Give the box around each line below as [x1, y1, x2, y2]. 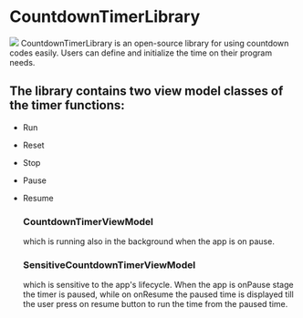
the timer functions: [9, 97, 125, 113]
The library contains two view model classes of [9, 84, 284, 99]
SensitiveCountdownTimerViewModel [22, 258, 196, 271]
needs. [9, 56, 36, 67]
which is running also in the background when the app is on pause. [22, 236, 276, 247]
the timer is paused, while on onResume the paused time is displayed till [22, 289, 294, 300]
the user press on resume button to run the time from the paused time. [22, 299, 288, 310]
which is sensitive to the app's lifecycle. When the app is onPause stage [22, 280, 294, 291]
